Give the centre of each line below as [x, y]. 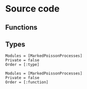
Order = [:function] [27, 82]
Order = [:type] [22, 65]
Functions [21, 27]
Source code [32, 9]
